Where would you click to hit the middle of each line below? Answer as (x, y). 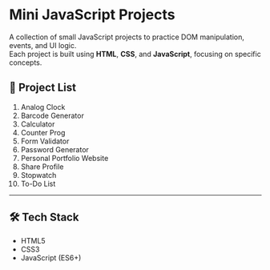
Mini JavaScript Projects (92, 15)
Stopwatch (38, 175)
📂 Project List (43, 88)
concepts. (26, 62)
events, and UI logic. (43, 45)
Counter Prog (43, 132)
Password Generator (54, 149)
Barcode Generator (52, 115)
